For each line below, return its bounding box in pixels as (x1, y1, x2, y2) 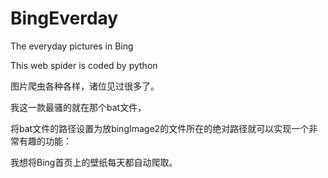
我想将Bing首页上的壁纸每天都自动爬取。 (10, 156, 178, 168)
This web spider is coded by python (10, 59, 158, 71)
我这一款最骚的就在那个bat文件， (10, 101, 147, 113)
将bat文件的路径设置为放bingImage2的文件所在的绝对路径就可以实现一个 (10, 122, 310, 134)
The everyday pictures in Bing (10, 40, 134, 52)
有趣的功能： (18, 135, 72, 147)
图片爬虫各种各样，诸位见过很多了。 (10, 80, 160, 92)
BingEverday (10, 7, 119, 30)
